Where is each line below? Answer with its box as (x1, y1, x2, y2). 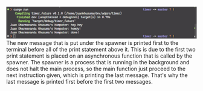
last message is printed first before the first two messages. (6, 78, 153, 86)
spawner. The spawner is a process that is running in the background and (6, 59, 190, 66)
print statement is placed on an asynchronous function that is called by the (6, 52, 192, 59)
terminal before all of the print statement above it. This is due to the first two (6, 46, 196, 53)
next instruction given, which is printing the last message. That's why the (6, 72, 188, 79)
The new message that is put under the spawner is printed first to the (6, 39, 179, 47)
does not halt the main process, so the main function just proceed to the (6, 65, 186, 73)
